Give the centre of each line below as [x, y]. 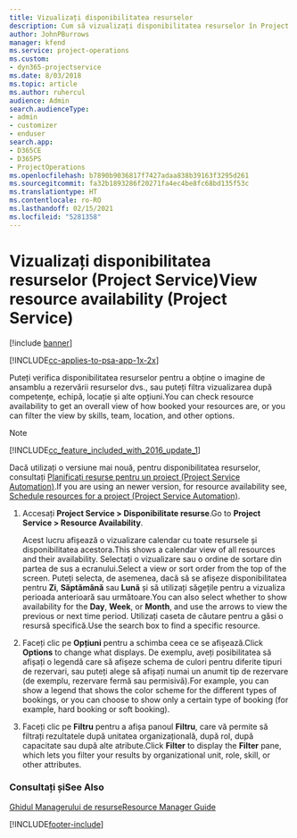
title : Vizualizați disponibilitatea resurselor [101, 17]
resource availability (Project [118, 299]
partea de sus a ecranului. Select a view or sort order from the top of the [154, 568]
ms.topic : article [43, 84]
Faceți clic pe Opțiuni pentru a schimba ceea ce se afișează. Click [142, 642]
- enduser [28, 134]
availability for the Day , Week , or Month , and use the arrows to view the [155, 606]
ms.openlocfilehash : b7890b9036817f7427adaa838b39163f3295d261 [129, 175]
